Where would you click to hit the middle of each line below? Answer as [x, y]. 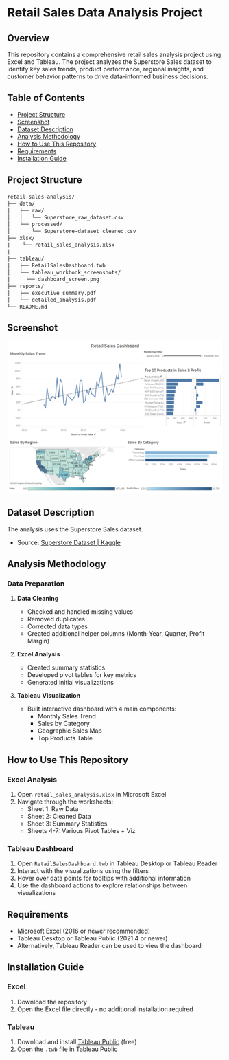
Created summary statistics [66, 667]
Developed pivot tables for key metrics [82, 675]
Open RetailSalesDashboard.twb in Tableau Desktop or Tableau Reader [117, 863]
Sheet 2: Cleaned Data [59, 816]
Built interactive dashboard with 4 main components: [102, 709]
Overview [28, 38]
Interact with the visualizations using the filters [83, 871]
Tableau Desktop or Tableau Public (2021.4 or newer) [92, 938]
